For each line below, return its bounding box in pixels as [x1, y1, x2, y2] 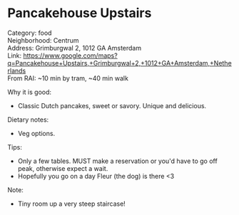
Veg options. [17, 129, 56, 137]
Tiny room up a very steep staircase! [17, 199, 126, 208]
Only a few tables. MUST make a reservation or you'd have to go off [17, 157, 218, 165]
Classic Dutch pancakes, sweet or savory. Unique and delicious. [17, 101, 207, 110]
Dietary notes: [7, 115, 49, 124]
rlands [7, 66, 26, 75]
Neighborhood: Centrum [7, 36, 80, 44]
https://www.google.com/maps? [23, 51, 118, 60]
